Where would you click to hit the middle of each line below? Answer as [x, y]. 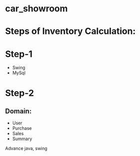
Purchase [22, 128]
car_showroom [37, 9]
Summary [22, 139]
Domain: [19, 111]
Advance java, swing [26, 149]
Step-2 [20, 93]
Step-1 [19, 54]
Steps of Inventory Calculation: [70, 31]
